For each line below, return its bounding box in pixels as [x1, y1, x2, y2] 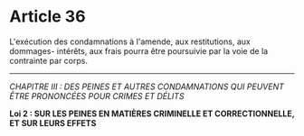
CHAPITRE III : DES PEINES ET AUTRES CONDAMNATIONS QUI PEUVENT [9, 81, 285, 92]
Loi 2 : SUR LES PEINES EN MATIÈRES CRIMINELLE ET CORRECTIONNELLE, [9, 108, 295, 119]
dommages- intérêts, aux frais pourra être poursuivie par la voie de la [9, 45, 269, 56]
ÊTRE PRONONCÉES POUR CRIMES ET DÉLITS [9, 90, 185, 101]
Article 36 [9, 6, 86, 27]
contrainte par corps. [9, 55, 89, 66]
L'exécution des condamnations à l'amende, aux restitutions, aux [9, 36, 251, 47]
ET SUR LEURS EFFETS [9, 117, 97, 128]
